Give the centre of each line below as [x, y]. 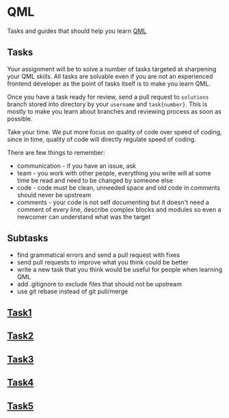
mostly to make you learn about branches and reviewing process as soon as [114, 111]
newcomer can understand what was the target [84, 217]
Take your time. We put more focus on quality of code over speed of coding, [114, 132]
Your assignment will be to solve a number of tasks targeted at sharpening [112, 69]
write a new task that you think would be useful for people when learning [120, 269]
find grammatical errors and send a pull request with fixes [98, 255]
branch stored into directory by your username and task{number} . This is [107, 104]
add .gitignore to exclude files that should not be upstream [99, 284]
